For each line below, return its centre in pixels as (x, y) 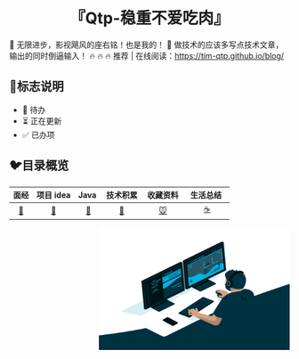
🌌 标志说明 (36, 87)
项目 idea (54, 195)
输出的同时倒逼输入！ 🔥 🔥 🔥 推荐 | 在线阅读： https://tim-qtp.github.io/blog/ (147, 55)
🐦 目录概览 (39, 166)
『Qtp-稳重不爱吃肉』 (149, 18)
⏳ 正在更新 (42, 120)
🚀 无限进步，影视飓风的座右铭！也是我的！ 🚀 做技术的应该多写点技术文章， (146, 45)
